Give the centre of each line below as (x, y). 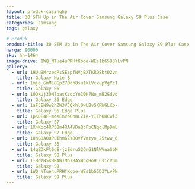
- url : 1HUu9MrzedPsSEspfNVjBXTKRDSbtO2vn (65, 72)
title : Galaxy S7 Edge (45, 133)
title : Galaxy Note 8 (43, 78)
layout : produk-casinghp (37, 12)
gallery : (17, 67)
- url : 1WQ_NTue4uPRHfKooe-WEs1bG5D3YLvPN (65, 172)
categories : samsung (32, 23)
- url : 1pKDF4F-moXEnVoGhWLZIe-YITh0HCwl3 (65, 116)
